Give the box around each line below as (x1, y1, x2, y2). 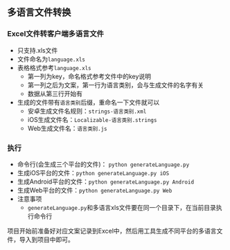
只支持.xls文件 (17, 46, 58, 54)
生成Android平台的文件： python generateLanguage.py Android (17, 177, 195, 186)
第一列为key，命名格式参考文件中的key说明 (27, 72, 151, 80)
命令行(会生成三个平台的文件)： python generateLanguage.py (17, 160, 190, 168)
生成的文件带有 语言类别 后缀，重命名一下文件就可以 (17, 98, 160, 106)
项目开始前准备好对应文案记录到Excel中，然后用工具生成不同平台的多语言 (7, 226, 217, 235)
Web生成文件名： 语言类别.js (27, 124, 107, 132)
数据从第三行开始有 (27, 89, 83, 98)
